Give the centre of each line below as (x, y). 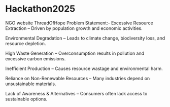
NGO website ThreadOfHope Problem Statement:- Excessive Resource (79, 23)
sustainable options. (26, 99)
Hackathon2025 (40, 9)
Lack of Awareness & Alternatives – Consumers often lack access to (76, 93)
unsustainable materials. (31, 84)
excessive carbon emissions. (36, 58)
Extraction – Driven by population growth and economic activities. (74, 28)
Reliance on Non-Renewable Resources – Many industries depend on (78, 78)
